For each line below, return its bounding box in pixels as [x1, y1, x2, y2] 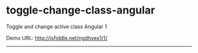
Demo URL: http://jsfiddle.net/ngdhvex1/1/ [6, 34, 108, 41]
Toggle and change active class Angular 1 [6, 23, 107, 30]
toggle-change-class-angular [6, 4, 155, 17]
